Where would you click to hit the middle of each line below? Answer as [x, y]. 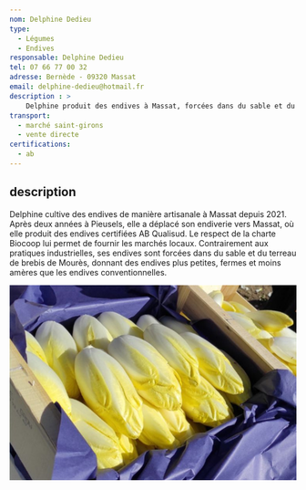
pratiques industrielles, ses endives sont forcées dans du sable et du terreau [153, 253]
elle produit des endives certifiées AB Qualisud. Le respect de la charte [143, 234]
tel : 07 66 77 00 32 [49, 68]
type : [20, 29]
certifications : [40, 145]
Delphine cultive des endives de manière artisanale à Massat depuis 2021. [148, 214]
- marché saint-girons [61, 125]
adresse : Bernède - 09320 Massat [73, 78]
